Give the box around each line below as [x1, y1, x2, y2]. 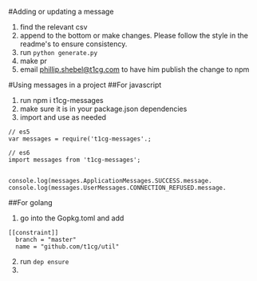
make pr [19, 56, 48, 65]
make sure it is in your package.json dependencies [19, 104, 188, 113]
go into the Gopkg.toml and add [19, 213, 125, 223]
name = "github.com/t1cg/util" [15, 243, 120, 251]
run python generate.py [19, 48, 98, 57]
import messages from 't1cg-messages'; [8, 156, 141, 164]
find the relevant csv [19, 22, 88, 31]
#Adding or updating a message [8, 7, 114, 16]
